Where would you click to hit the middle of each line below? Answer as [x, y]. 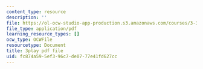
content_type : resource [36, 12]
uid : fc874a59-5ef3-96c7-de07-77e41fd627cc [62, 56]
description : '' [27, 17]
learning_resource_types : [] [43, 34]
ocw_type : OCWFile [29, 40]
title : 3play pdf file [35, 51]
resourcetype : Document [36, 46]
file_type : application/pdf [42, 28]
